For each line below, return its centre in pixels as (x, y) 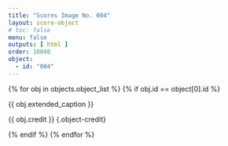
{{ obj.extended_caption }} (51, 104)
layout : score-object (44, 23)
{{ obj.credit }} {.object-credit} (57, 119)
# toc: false (29, 30)
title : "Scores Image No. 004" (59, 15)
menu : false (28, 37)
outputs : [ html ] (38, 45)
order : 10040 (29, 52)
